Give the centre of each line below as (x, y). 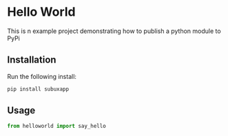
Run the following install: (42, 76)
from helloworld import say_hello (57, 126)
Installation (32, 60)
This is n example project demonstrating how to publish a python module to (114, 31)
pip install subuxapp (38, 89)
